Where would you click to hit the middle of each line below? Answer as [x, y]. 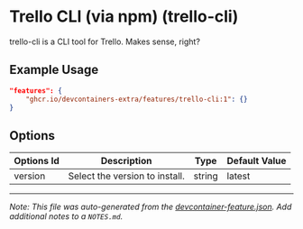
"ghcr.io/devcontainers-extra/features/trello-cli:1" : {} [137, 99]
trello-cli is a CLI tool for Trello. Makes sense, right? [105, 41]
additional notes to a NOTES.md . [66, 216]
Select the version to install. [126, 176]
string [206, 176]
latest [239, 176]
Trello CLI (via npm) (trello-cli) [124, 17]
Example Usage [54, 70]
